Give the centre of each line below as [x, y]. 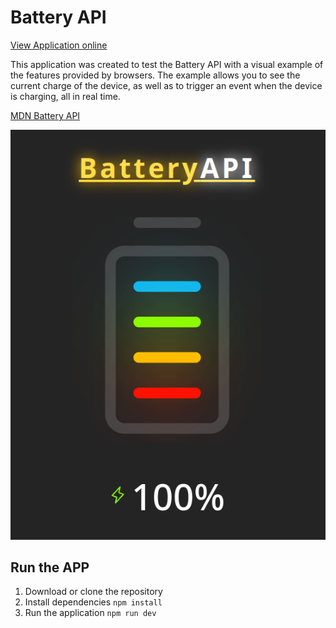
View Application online [59, 45]
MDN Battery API [45, 115]
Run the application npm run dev [90, 613]
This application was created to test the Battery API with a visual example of [167, 64]
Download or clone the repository [93, 592]
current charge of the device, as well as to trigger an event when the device [166, 85]
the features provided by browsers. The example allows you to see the [155, 75]
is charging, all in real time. [65, 96]
